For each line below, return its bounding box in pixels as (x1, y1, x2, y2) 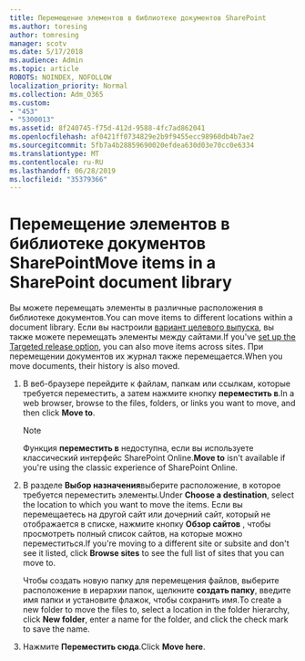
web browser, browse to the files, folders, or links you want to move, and (22, 398, 296, 409)
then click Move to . (22, 407, 96, 418)
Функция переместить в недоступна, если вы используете (22, 443, 254, 454)
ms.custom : (9, 98, 51, 108)
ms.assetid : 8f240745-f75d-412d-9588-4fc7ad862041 (9, 124, 206, 133)
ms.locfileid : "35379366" (9, 174, 107, 184)
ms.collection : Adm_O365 (9, 89, 104, 99)
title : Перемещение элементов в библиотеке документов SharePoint (9, 13, 267, 23)
